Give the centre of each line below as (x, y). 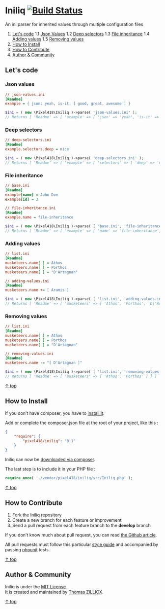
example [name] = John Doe (31, 195)
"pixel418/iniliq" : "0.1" (49, 441)
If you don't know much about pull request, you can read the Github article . (81, 535)
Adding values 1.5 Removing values (48, 39)
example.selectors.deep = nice (37, 149)
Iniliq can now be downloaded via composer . (50, 460)
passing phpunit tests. (27, 549)
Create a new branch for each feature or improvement (67, 520)
